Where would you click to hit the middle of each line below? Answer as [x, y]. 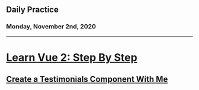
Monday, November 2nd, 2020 [51, 27]
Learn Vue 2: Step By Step [72, 57]
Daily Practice [33, 10]
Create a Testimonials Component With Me [87, 79]
